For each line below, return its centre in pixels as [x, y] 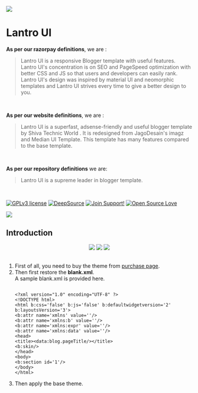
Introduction [30, 233]
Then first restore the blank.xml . [54, 272]
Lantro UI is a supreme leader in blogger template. [82, 180]
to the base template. [46, 145]
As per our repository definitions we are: [57, 169]
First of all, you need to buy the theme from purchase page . [87, 266]
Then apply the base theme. [49, 384]
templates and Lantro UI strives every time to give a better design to [103, 85]
